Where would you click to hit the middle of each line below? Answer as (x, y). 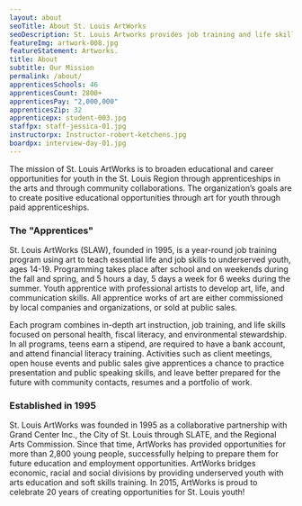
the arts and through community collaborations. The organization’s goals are (151, 188)
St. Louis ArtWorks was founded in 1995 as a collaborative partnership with (148, 425)
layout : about (36, 18)
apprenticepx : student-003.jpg (68, 118)
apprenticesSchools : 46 (54, 85)
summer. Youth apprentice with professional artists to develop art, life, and (147, 288)
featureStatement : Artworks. (64, 51)
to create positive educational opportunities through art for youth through (145, 197)
